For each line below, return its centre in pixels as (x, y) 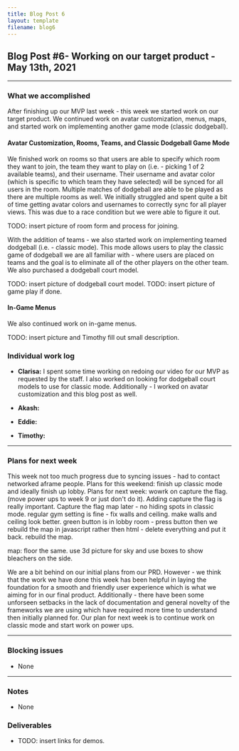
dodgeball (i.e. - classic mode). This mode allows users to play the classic (116, 247)
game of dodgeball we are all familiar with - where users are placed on (111, 255)
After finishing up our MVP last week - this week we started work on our (113, 111)
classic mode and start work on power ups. (71, 625)
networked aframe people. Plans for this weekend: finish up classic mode (115, 484)
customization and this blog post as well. (77, 394)
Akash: (28, 408)
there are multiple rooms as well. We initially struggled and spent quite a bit (117, 196)
